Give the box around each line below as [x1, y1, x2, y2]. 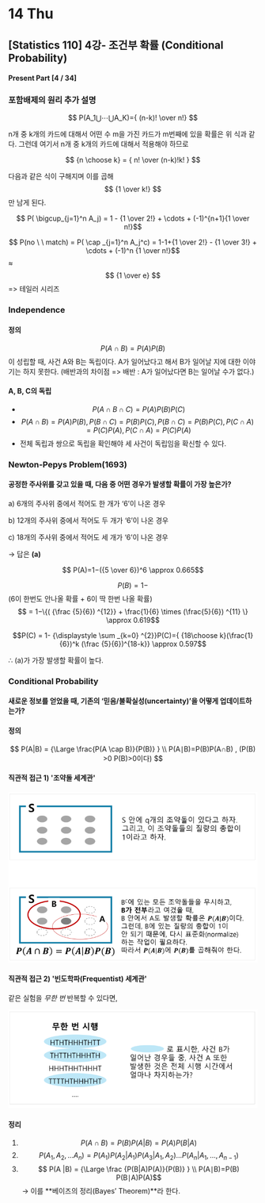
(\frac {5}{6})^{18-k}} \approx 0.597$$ [81, 639, 207, 648]
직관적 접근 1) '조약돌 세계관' [8, 773, 96, 782]
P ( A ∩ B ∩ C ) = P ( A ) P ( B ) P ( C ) [92, 404, 186, 413]
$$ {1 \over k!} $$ [104, 184, 162, 194]
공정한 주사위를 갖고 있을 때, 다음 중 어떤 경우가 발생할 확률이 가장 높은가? [8, 479, 232, 489]
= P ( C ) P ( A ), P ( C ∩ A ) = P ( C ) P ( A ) [86, 425, 191, 435]
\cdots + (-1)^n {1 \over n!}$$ [85, 246, 180, 256]
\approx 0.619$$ [106, 615, 160, 625]
